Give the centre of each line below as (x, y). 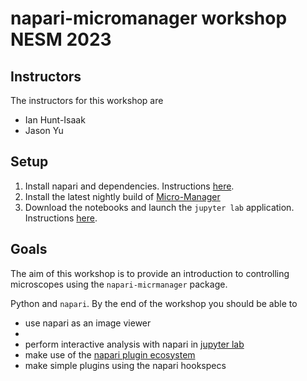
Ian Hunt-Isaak (55, 120)
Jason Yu (44, 130)
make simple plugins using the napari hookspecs (125, 365)
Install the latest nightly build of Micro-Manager (122, 196)
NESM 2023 (61, 39)
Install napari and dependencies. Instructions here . (129, 186)
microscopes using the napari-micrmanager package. (119, 284)
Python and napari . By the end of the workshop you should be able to (154, 303)
